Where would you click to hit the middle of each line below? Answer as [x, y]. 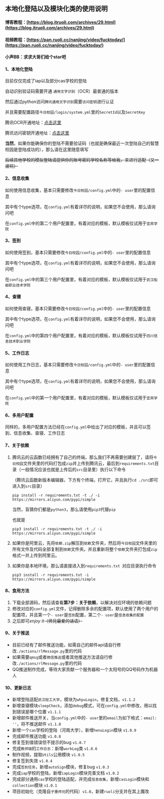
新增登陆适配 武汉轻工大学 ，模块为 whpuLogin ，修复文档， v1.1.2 [74, 699]
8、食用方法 [17, 591]
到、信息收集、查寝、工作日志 [35, 433]
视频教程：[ [17, 39]
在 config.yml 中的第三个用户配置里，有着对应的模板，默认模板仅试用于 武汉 [80, 279]
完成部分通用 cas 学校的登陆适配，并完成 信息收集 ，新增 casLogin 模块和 [81, 779]
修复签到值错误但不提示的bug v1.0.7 [49, 743]
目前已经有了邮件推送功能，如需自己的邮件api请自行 [64, 645]
